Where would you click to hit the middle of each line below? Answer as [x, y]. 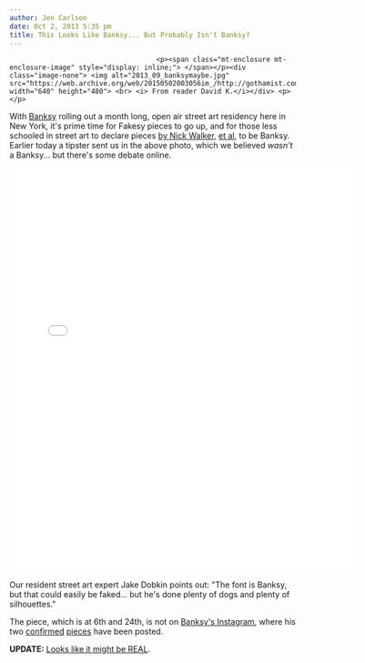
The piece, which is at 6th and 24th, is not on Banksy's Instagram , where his [152, 622]
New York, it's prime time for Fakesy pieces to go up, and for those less [143, 126]
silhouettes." [33, 604]
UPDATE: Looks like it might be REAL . [80, 649]
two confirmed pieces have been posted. [86, 632]
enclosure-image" [42, 68]
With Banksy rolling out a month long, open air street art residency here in [148, 117]
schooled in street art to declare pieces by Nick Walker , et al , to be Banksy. [150, 136]
